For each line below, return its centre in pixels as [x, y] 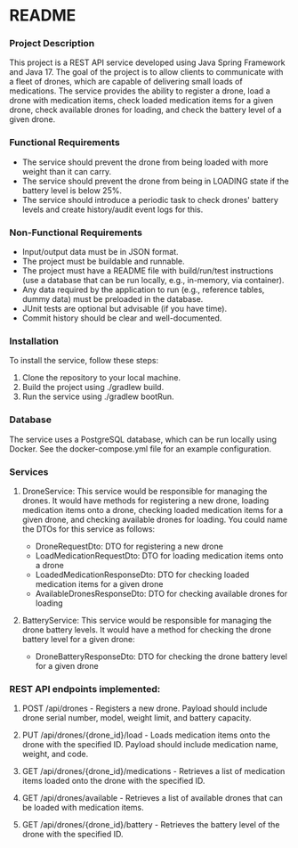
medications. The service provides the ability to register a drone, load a [140, 91]
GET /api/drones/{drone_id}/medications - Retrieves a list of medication [153, 771]
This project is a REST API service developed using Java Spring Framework [148, 62]
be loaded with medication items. [83, 808]
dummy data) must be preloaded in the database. [113, 299]
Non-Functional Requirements [76, 232]
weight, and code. [55, 754]
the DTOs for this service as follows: [89, 529]
